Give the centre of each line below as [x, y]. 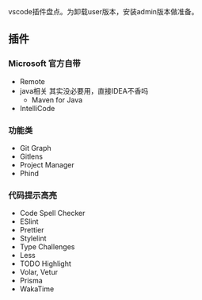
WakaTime [37, 289]
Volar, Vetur [38, 272]
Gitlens [31, 156]
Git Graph [35, 148]
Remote [32, 81]
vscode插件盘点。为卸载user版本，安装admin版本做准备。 [103, 12]
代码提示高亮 [33, 195]
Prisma [31, 281]
